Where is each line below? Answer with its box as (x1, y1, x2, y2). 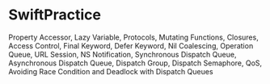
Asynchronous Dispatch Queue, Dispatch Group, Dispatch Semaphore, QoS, (8, 58, 263, 68)
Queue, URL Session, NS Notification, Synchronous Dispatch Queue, (8, 49, 237, 59)
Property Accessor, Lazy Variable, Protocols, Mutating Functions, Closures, (8, 32, 259, 42)
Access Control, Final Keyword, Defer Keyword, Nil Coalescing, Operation (8, 40, 254, 50)
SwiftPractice (8, 6, 101, 24)
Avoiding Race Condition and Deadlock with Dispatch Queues (8, 66, 213, 76)
